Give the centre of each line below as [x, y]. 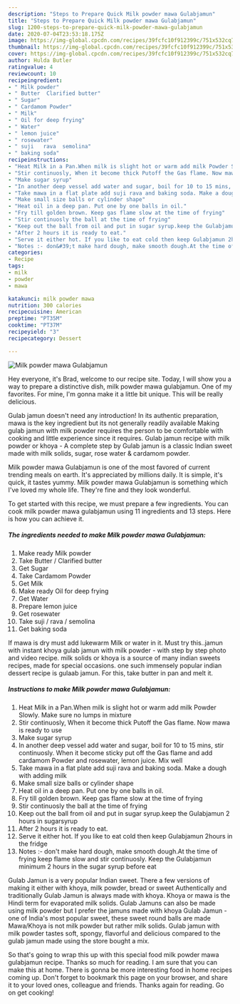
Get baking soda [42, 629]
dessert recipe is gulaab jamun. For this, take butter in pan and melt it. [110, 673]
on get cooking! [31, 993]
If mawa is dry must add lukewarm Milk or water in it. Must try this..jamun [115, 642]
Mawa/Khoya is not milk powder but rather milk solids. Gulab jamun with [114, 926]
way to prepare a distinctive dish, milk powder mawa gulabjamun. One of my [120, 386]
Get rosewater [39, 613]
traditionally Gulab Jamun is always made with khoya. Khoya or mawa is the [119, 895]
